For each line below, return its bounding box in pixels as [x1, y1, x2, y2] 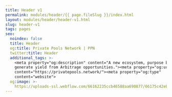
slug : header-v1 [5, 22, 40, 27]
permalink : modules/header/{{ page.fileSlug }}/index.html [5, 12, 134, 17]
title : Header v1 [5, 7, 42, 13]
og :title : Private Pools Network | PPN [10, 46, 95, 51]
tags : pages [5, 27, 31, 32]
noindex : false [10, 36, 42, 42]
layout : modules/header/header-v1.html [5, 17, 91, 22]
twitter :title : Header [10, 50, 58, 55]
